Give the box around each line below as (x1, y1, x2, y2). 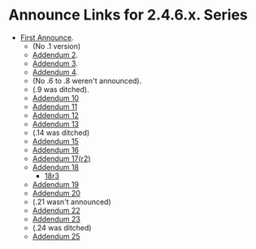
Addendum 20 (32, 188, 81, 198)
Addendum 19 (32, 179, 80, 189)
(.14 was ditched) (32, 128, 90, 138)
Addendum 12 (32, 110, 80, 120)
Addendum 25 (32, 231, 80, 241)
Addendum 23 (32, 214, 81, 224)
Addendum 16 (32, 145, 80, 155)
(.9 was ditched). (32, 84, 89, 94)
